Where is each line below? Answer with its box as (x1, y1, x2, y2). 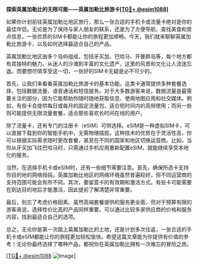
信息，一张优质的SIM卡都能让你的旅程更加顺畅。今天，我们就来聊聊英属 (11, 33, 186, 40)
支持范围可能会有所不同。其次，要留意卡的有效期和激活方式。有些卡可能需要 (6, 179, 192, 185)
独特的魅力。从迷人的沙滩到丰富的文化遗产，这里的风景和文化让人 (16, 60, 177, 67)
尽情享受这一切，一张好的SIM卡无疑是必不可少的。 (31, 68, 155, 74)
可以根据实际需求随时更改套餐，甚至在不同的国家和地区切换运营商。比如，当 (6, 137, 192, 144)
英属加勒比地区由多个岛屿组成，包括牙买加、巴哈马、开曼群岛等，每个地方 (6, 53, 187, 59)
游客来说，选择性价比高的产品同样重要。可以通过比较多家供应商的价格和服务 (6, 206, 192, 213)
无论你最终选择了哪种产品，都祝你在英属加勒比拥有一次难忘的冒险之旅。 (16, 241, 192, 247)
